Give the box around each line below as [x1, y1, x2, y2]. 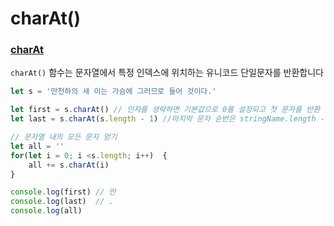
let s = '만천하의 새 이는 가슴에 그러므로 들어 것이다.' [10, 87, 217, 97]
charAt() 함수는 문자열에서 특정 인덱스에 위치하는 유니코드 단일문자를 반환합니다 [10, 67, 324, 79]
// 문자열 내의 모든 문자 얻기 [10, 132, 118, 142]
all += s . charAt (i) [28, 160, 110, 170]
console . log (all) [10, 206, 83, 216]
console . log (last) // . [10, 197, 114, 207]
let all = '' [10, 141, 65, 151]
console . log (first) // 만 [10, 187, 117, 197]
